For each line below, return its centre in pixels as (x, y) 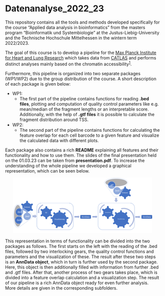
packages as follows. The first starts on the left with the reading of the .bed (81, 246)
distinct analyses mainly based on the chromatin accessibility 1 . (69, 63)
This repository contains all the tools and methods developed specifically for (82, 22)
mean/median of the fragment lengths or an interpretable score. (84, 109)
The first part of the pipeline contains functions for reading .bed (84, 98)
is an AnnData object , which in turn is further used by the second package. (82, 262)
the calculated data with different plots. (59, 140)
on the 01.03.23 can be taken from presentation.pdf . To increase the (75, 160)
